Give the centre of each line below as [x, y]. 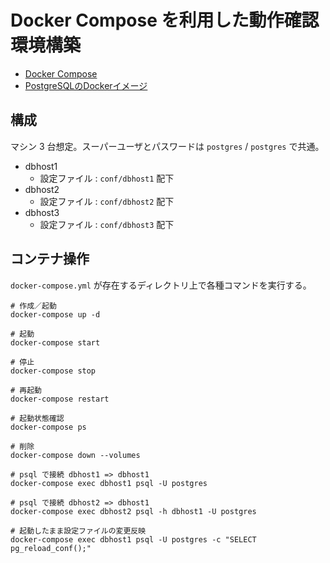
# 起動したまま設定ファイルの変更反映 [78, 531]
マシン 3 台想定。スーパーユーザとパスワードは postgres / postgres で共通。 [167, 146]
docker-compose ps [48, 427]
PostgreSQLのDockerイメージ [86, 85]
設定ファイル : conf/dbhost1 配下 [107, 178]
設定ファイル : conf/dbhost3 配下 [107, 224]
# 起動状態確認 [37, 418]
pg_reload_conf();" [51, 548]
